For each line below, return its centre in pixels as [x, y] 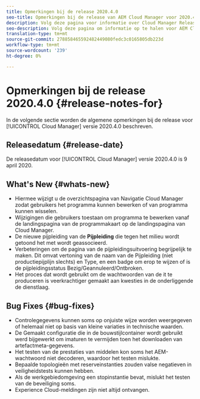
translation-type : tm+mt [37, 34]
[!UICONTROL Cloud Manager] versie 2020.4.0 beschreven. [80, 126]
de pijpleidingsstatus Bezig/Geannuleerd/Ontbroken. [79, 268]
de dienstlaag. [32, 287]
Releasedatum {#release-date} [65, 144]
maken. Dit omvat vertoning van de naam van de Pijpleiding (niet [94, 255]
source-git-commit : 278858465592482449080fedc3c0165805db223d [85, 39]
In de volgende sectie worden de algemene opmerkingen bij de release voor [100, 120]
